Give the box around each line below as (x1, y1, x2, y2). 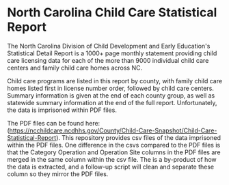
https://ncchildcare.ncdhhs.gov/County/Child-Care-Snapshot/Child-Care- (9, 126, 217, 134)
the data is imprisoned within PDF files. (7, 106, 118, 114)
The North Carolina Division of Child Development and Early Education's (7, 42, 211, 50)
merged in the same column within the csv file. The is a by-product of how (7, 155, 217, 163)
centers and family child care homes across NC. (7, 63, 142, 72)
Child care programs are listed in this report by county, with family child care (7, 76, 223, 85)
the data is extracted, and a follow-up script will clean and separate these (7, 162, 215, 171)
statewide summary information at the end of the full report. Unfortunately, (7, 98, 217, 106)
